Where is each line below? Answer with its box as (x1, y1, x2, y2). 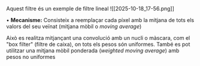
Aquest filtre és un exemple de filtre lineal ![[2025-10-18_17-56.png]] (6, 5, 175, 12)
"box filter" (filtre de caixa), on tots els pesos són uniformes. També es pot (6, 41, 190, 48)
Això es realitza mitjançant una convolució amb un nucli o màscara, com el (6, 34, 190, 41)
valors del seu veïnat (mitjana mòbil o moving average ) (6, 23, 142, 30)
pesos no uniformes (6, 54, 56, 60)
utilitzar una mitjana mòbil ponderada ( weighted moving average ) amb (6, 47, 180, 54)
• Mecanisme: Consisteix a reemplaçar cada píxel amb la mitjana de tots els (6, 17, 195, 23)
